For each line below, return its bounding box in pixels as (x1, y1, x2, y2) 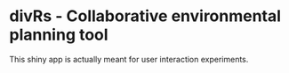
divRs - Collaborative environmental (9, 6, 282, 26)
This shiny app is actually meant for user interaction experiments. (9, 54, 249, 64)
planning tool (9, 25, 108, 45)
